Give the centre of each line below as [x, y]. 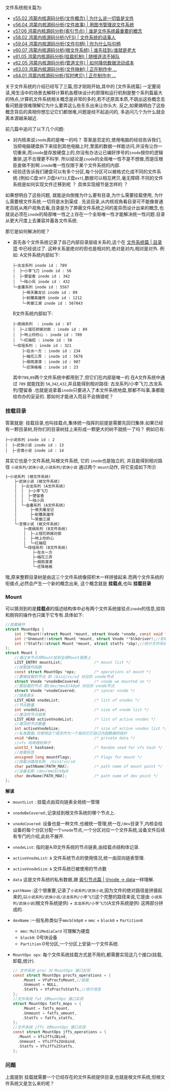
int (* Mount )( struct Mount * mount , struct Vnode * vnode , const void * [91, 634]
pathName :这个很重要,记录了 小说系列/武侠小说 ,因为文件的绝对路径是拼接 [85, 890]
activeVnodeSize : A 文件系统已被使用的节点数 [60, 869]
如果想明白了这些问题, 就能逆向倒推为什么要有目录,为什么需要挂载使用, [79, 195]
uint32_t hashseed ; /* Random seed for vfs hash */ [89, 748]
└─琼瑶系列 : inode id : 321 [42, 346]
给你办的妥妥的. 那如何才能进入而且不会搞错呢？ [63, 396]
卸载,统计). [24, 961]
